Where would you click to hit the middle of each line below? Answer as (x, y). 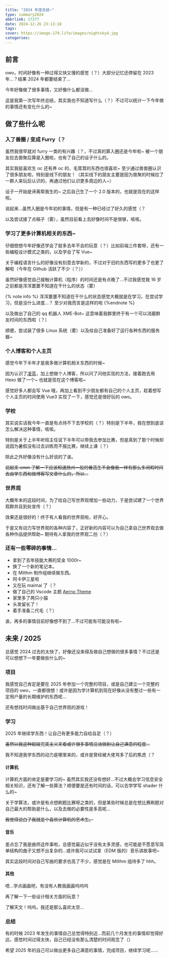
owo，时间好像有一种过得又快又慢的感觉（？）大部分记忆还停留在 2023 (80, 72)
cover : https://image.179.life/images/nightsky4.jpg (62, 33)
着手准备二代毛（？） (34, 610)
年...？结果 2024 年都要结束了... (38, 79)
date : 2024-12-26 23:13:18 (33, 24)
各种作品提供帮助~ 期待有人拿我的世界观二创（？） (58, 534)
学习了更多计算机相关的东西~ (40, 233)
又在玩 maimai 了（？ (34, 585)
